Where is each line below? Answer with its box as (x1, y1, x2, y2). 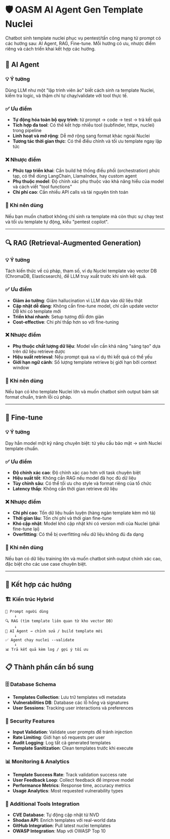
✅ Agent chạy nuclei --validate (5, 638, 74, 643)
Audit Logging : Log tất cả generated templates (12, 740, 111, 746)
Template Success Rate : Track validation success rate (12, 771, 127, 777)
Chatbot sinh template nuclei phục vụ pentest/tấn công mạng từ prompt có (5, 35, 161, 41)
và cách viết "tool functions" (12, 184, 72, 190)
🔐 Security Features (5, 717, 55, 724)
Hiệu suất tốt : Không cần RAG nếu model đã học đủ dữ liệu (12, 475, 137, 481)
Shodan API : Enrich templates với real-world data (12, 817, 116, 823)
